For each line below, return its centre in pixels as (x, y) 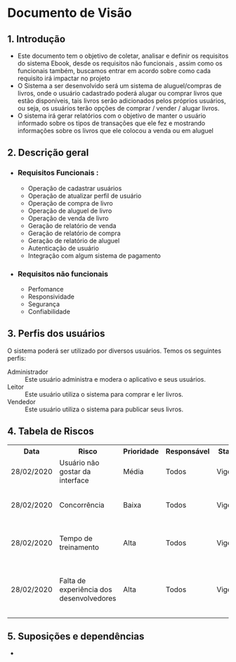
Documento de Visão (70, 13)
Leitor (16, 387)
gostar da (75, 471)
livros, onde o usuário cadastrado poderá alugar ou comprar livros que (120, 93)
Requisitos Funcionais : (58, 173)
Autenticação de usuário (64, 248)
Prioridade (141, 451)
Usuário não (79, 463)
